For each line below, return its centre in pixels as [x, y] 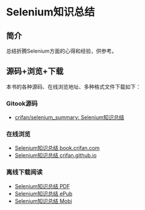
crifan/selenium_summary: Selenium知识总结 [69, 117]
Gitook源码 [22, 103]
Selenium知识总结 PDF [42, 186]
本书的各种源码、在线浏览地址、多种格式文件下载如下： [73, 87]
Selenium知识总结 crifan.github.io [56, 155]
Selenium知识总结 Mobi [43, 201]
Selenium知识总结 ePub [43, 193]
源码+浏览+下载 [35, 71]
